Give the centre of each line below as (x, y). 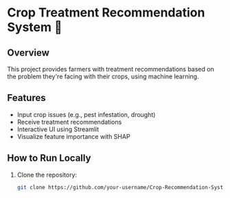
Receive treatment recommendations (69, 122)
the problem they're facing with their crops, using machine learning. (103, 76)
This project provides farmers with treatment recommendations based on (111, 69)
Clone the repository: (47, 175)
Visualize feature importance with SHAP (73, 136)
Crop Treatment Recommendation (106, 13)
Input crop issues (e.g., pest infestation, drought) (86, 114)
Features (26, 98)
